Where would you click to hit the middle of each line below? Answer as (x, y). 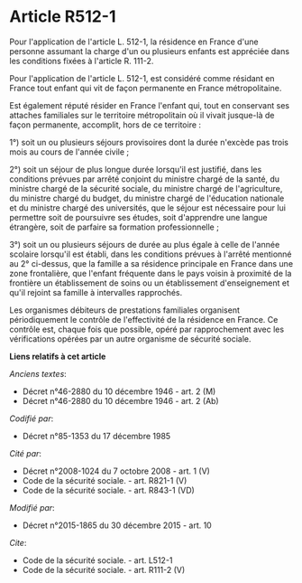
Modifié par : (32, 507)
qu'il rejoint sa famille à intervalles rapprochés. (96, 292)
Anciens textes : (38, 373)
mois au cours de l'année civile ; (69, 152)
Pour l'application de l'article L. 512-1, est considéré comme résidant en (142, 78)
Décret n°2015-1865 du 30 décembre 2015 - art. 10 (117, 525)
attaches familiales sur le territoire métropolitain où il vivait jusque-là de (142, 115)
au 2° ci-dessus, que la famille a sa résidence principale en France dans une (151, 263)
